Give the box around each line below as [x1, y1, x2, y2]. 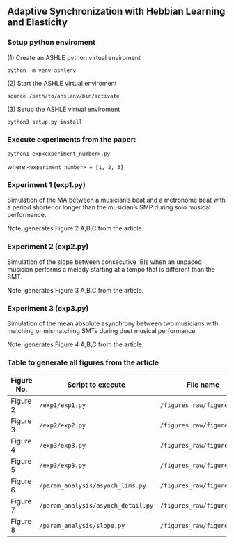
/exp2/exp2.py [39, 422, 86, 429]
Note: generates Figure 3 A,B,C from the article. [7, 286, 144, 294]
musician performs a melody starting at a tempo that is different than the [7, 265, 216, 273]
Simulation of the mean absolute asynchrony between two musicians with [7, 319, 219, 328]
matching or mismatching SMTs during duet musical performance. [7, 326, 197, 335]
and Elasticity [7, 17, 68, 29]
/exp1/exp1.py [39, 402, 86, 409]
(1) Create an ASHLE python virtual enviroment [7, 53, 141, 61]
